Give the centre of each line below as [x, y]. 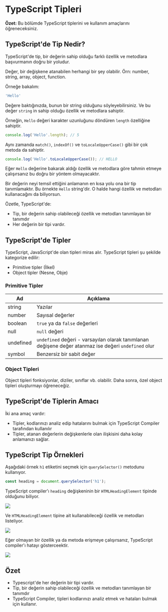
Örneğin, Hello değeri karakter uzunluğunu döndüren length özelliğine [78, 120]
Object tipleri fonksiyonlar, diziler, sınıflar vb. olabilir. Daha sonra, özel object [84, 380]
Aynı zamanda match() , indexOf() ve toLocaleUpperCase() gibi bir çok [76, 145]
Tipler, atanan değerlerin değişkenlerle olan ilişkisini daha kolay [77, 434]
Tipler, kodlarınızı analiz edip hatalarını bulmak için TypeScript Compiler [86, 423]
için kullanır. [25, 604]
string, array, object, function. [36, 77]
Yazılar [44, 307]
